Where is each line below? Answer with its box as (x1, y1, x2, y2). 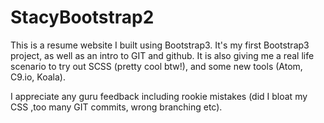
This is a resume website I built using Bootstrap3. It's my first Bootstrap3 (10, 39, 310, 51)
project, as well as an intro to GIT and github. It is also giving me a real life (10, 49, 315, 61)
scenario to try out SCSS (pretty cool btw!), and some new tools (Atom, (10, 60, 303, 72)
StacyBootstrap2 (10, 6, 155, 29)
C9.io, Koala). (10, 71, 66, 83)
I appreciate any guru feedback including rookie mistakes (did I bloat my (10, 90, 308, 102)
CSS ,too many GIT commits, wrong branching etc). (10, 101, 223, 113)
